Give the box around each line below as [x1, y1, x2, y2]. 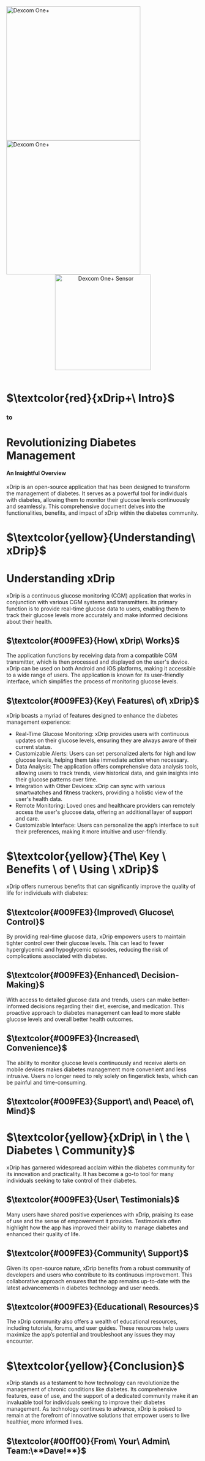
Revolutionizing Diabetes [6, 436, 136, 450]
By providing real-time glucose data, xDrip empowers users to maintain [6, 933, 186, 940]
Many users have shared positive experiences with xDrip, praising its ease [6, 1210, 194, 1218]
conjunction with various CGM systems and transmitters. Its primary [6, 598, 178, 605]
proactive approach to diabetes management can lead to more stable [6, 1009, 181, 1016]
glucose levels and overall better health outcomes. [6, 1015, 133, 1023]
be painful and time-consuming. [6, 1079, 88, 1086]
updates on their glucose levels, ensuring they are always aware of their [15, 737, 197, 744]
